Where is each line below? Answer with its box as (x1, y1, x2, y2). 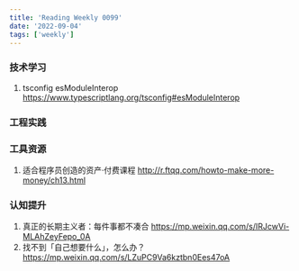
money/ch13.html (22, 175, 86, 185)
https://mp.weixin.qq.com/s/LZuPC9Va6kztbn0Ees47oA (22, 252, 231, 263)
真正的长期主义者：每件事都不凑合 (22, 221, 149, 232)
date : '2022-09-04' (9, 22, 83, 31)
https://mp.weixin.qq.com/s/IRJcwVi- (150, 221, 290, 232)
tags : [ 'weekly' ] (9, 30, 75, 39)
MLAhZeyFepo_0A (22, 231, 92, 242)
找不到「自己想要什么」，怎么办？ (22, 242, 146, 253)
